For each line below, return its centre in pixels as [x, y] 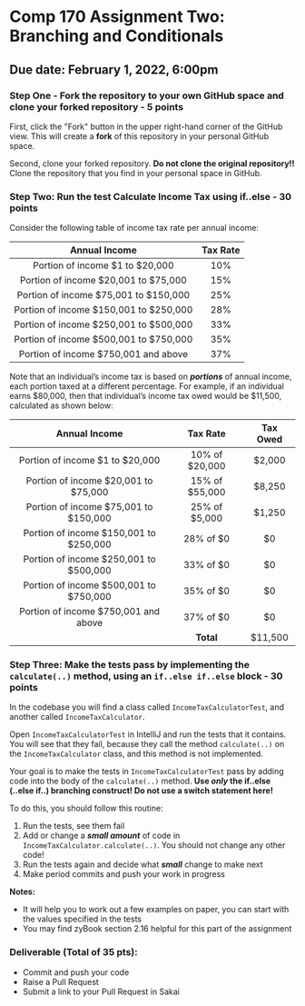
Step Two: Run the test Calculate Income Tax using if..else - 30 [151, 196]
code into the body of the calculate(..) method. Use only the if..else [140, 781]
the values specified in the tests [82, 919]
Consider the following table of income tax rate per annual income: [134, 228]
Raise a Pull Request [61, 981]
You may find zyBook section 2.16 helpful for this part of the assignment [157, 929]
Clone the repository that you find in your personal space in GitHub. [136, 173]
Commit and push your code [76, 972]
